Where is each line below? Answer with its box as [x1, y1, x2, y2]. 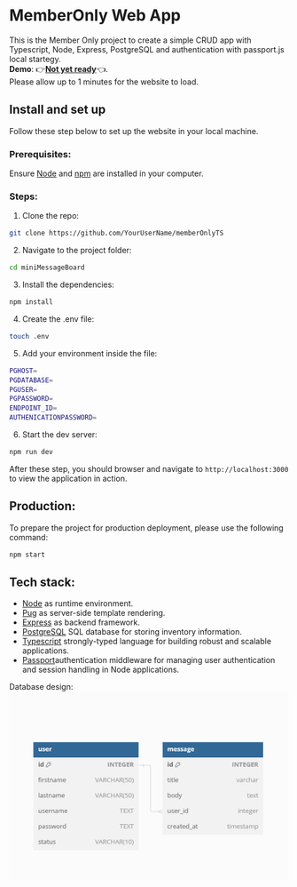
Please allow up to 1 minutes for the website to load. [9, 76, 199, 87]
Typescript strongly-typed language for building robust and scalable [21, 636, 272, 647]
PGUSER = [9, 385, 38, 394]
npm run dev [9, 448, 53, 457]
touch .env [9, 332, 50, 340]
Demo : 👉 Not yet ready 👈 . [9, 63, 109, 74]
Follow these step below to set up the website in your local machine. [9, 125, 259, 136]
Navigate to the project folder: [21, 245, 132, 256]
